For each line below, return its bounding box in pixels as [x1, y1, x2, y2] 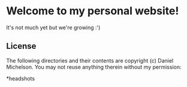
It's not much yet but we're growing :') [6, 24, 101, 31]
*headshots [6, 74, 35, 82]
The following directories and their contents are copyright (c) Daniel [6, 57, 174, 64]
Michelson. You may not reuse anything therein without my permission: [6, 63, 182, 70]
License [6, 41, 37, 51]
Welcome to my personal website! [6, 4, 179, 18]
